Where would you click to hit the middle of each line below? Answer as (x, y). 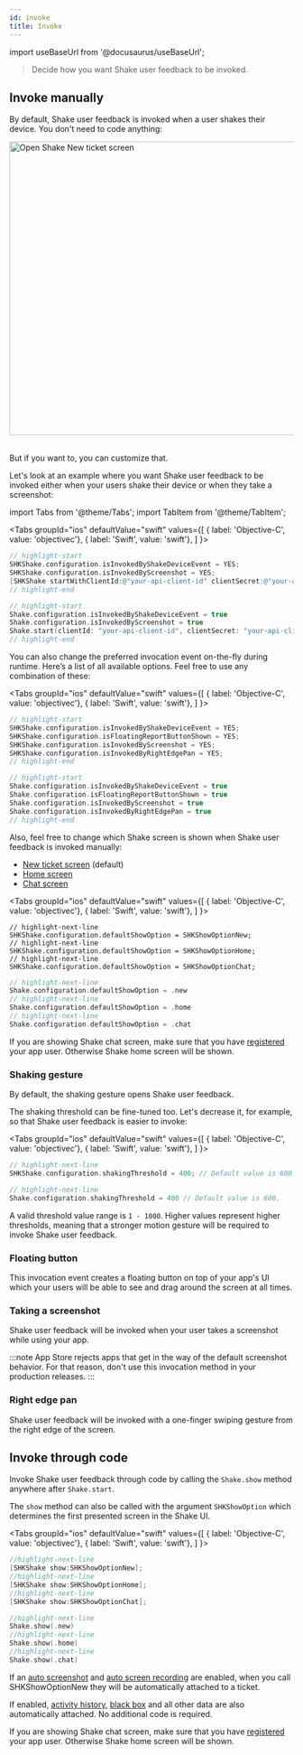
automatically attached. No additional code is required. (111, 1713)
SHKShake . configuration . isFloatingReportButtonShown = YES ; (125, 736)
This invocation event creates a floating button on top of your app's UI (140, 1277)
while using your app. (49, 1340)
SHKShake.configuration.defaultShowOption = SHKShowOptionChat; (133, 966)
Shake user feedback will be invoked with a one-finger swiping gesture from (151, 1420)
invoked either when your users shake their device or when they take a (141, 485)
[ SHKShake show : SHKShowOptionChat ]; (78, 1601)
